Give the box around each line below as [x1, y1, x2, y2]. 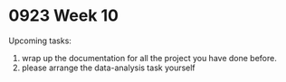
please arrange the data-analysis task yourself [21, 62, 195, 73]
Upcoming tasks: [8, 35, 71, 46]
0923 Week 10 [8, 5, 119, 26]
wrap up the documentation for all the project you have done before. [21, 52, 277, 63]
